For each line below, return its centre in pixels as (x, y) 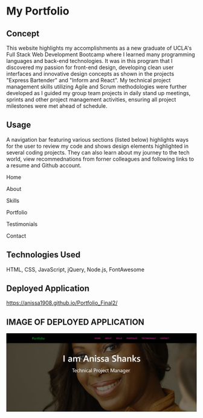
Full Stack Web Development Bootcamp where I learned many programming (101, 55)
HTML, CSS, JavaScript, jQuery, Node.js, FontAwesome (76, 269)
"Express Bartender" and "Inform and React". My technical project (89, 80)
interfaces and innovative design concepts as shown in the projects (90, 74)
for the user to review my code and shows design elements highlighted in (98, 146)
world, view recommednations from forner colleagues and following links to (100, 159)
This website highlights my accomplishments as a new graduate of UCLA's (99, 48)
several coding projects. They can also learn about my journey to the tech (98, 152)
